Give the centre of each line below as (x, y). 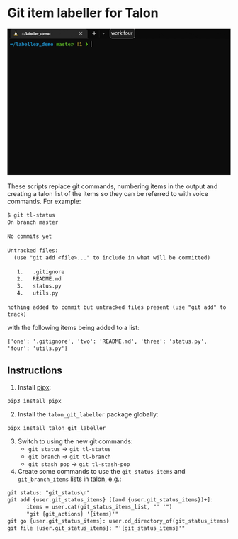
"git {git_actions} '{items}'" (72, 514)
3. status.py (39, 286)
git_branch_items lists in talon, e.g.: (69, 479)
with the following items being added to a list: (73, 328)
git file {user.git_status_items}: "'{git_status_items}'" (96, 528)
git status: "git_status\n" (49, 493)
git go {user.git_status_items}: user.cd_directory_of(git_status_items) (119, 521)
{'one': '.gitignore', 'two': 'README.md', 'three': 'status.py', (107, 341)
